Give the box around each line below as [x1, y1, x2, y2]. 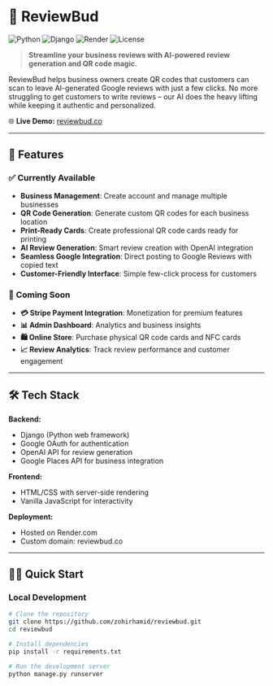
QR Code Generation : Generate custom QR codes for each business [19, 208, 249, 218]
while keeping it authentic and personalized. [8, 100, 156, 110]
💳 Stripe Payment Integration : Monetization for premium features [19, 308, 243, 317]
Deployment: [8, 512, 54, 522]
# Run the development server [8, 662, 111, 671]
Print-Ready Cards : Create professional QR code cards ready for [19, 225, 239, 235]
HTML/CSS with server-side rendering [19, 487, 149, 497]
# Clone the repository [8, 610, 89, 618]
